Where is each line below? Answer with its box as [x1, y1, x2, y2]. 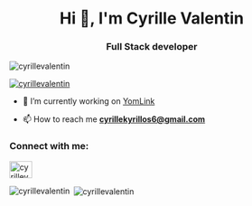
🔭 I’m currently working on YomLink [22, 96, 155, 107]
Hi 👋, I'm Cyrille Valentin [60, 8, 244, 29]
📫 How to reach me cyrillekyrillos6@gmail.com [22, 114, 206, 125]
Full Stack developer [106, 41, 198, 53]
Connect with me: [9, 140, 89, 153]
